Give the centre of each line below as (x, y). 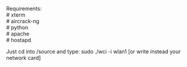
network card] (24, 58)
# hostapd (19, 40)
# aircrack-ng (23, 21)
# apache (18, 34)
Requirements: (24, 9)
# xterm (16, 15)
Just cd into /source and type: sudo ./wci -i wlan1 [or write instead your (93, 52)
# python (17, 27)
